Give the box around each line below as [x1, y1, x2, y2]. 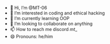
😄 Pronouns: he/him [10, 33, 53, 39]
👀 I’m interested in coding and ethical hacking [10, 10, 105, 16]
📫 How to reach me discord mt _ [10, 26, 77, 32]
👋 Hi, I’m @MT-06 [10, 5, 47, 10]
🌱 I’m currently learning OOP [10, 15, 70, 21]
